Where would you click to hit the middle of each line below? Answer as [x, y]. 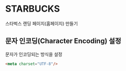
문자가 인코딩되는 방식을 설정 [34, 54]
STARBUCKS [33, 9]
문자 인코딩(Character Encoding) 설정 [63, 41]
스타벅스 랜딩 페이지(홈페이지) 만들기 [42, 23]
